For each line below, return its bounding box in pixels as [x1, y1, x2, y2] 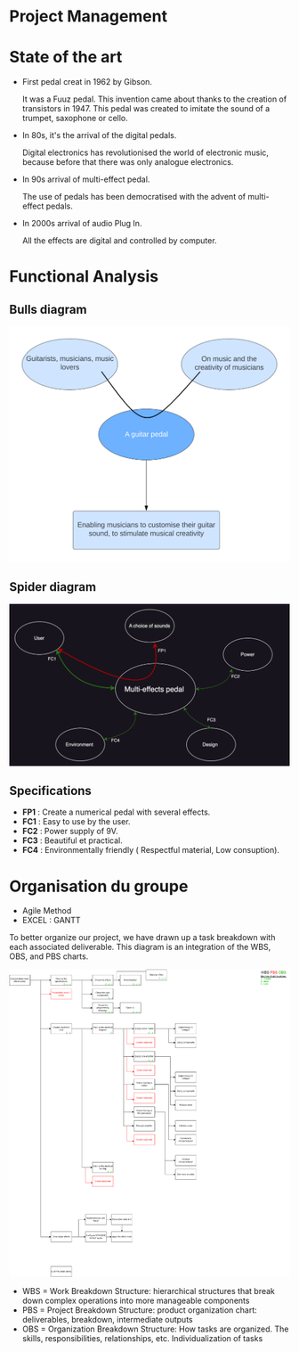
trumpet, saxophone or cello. [21, 113, 129, 124]
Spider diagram [9, 579, 96, 594]
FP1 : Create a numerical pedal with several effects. [21, 807, 211, 817]
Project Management [9, 6, 167, 27]
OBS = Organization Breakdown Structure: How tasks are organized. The [21, 1323, 289, 1334]
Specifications [9, 783, 92, 799]
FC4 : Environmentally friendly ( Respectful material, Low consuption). [21, 845, 280, 856]
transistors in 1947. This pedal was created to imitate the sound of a [21, 103, 271, 114]
